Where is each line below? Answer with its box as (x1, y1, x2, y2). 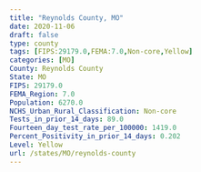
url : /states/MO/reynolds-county (9, 148, 136, 157)
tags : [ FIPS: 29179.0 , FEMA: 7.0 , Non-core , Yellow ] (9, 47, 194, 56)
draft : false (9, 30, 59, 39)
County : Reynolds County (9, 65, 104, 74)
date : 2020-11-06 (9, 22, 75, 31)
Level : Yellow (9, 140, 64, 149)
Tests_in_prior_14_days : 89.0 (9, 115, 125, 124)
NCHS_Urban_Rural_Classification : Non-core (9, 106, 177, 116)
